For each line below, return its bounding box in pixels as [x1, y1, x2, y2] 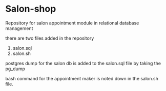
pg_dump [5, 66, 26, 72]
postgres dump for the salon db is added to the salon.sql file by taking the [5, 60, 161, 66]
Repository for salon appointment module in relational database [5, 20, 139, 26]
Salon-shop [5, 3, 56, 15]
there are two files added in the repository [5, 35, 94, 41]
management [5, 25, 33, 31]
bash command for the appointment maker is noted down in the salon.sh [5, 75, 159, 81]
